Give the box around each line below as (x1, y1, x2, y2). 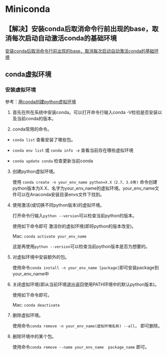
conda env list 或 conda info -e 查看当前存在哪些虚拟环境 (12, 147, 134, 153)
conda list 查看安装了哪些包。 (12, 136, 76, 142)
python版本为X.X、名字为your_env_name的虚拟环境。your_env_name (12, 185, 155, 191)
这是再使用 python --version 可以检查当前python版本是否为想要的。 (12, 243, 151, 249)
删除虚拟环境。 (12, 312, 43, 318)
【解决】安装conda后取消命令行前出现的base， (5, 24, 152, 33)
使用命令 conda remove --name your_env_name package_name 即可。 (12, 344, 150, 350)
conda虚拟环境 (5, 70, 51, 79)
